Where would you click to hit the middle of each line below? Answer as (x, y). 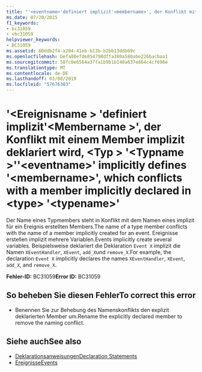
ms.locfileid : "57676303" (38, 85)
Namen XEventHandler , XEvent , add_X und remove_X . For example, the (89, 252)
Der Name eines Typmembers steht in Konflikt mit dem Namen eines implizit (100, 220)
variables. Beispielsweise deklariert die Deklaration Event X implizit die (93, 245)
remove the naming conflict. (50, 323)
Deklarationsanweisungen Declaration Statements (76, 356)
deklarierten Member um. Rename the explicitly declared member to (98, 316)
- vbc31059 (20, 34)
